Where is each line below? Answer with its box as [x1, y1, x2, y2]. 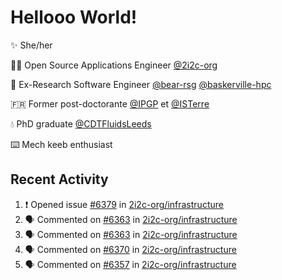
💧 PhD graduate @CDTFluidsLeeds [10, 117, 152, 130]
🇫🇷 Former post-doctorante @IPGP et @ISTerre [10, 97, 210, 110]
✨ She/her [10, 39, 53, 51]
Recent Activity [10, 171, 109, 188]
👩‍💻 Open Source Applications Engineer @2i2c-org [10, 59, 218, 71]
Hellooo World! [10, 6, 138, 29]
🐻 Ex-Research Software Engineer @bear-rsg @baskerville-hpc [10, 78, 272, 90]
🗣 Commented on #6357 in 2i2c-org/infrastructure [24, 258, 237, 270]
